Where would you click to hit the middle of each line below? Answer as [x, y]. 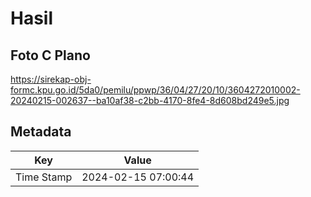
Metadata [41, 132]
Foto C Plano [50, 55]
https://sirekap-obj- [51, 79]
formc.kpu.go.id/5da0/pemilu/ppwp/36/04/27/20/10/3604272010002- [155, 90]
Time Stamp [44, 177]
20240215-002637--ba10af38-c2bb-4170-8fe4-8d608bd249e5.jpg [150, 100]
